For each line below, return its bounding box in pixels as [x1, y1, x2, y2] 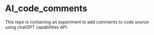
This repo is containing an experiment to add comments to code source [5, 19, 149, 25]
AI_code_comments [5, 3, 88, 14]
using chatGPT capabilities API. [5, 24, 68, 30]
